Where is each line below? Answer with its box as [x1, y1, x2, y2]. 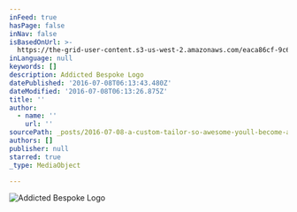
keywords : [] [9, 63, 57, 72]
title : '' [9, 95, 46, 104]
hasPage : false [9, 21, 65, 30]
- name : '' [17, 111, 57, 120]
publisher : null [9, 144, 69, 153]
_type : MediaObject [9, 161, 81, 170]
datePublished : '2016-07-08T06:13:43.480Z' [9, 79, 172, 87]
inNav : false [9, 29, 57, 38]
